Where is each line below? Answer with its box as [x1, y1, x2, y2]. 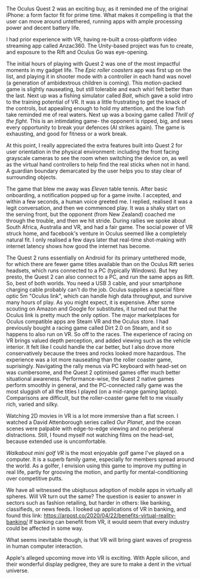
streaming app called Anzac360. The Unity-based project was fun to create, [6, 42, 194, 49]
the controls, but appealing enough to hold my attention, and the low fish [6, 105, 185, 111]
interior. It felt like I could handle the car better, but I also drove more [6, 343, 175, 350]
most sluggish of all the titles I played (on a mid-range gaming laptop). [6, 388, 179, 395]
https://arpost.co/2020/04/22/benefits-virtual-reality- [44, 512, 176, 519]
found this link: [6, 512, 43, 519]
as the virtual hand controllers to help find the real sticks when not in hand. [6, 161, 190, 168]
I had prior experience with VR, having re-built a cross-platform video [6, 36, 177, 43]
